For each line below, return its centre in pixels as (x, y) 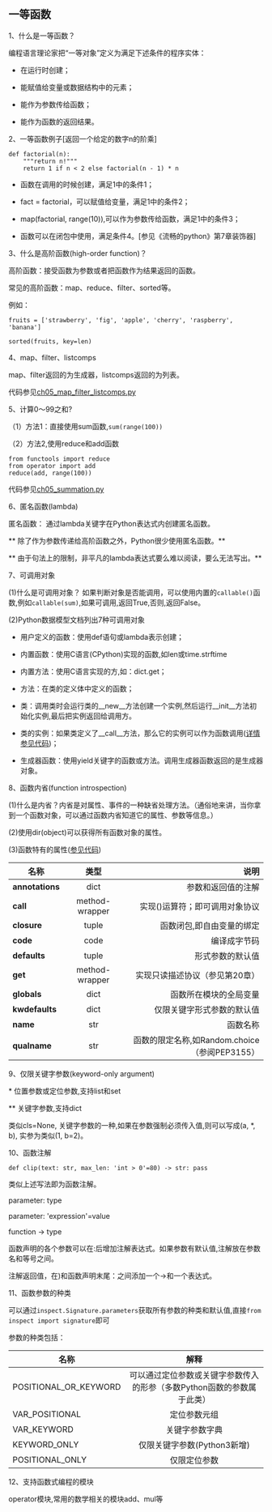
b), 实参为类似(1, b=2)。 (48, 1135)
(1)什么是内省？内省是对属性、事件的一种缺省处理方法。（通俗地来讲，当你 (131, 805)
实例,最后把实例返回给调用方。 (85, 716)
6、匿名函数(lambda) (43, 506)
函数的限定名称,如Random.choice (196, 1040)
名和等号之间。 (33, 1259)
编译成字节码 (235, 940)
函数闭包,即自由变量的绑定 (210, 926)
